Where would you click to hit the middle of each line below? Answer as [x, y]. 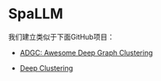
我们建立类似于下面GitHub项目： [61, 37]
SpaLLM [36, 14]
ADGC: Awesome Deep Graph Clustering [86, 52]
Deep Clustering [46, 67]
